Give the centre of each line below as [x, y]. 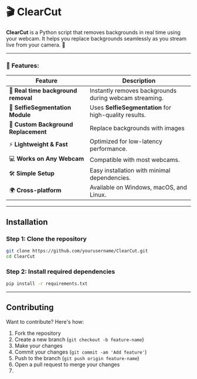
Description [139, 81]
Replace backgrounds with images [137, 128]
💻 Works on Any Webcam [47, 159]
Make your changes [38, 345]
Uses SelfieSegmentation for [131, 108]
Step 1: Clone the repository [46, 238]
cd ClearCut [21, 256]
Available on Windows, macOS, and [139, 188]
